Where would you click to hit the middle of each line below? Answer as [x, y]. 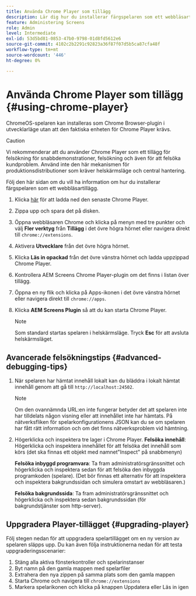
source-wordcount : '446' [36, 55]
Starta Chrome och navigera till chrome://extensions [77, 581]
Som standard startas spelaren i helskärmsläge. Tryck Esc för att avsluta [101, 333]
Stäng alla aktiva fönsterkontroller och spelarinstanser [79, 562]
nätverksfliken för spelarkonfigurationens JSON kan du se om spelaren [100, 422]
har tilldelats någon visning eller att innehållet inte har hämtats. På [94, 416]
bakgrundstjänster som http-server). [58, 506]
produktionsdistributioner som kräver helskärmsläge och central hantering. [96, 171]
